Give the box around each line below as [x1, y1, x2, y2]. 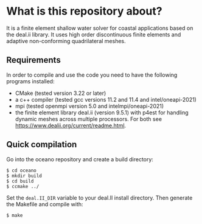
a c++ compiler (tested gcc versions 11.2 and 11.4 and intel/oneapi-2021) [15, 96, 197, 103]
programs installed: [6, 77, 55, 85]
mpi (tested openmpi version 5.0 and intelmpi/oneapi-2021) [15, 102, 164, 110]
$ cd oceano [6, 167, 37, 173]
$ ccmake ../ [6, 183, 40, 189]
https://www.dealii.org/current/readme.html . [15, 122, 127, 129]
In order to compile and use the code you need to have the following [6, 71, 178, 79]
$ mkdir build [6, 172, 43, 179]
